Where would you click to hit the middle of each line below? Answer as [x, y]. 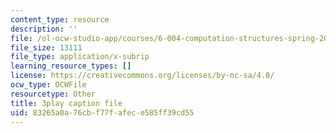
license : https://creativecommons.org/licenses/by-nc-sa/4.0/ [142, 76]
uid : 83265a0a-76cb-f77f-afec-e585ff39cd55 [102, 112]
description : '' [44, 29]
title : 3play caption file [66, 103]
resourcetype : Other [53, 94]
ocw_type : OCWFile [48, 85]
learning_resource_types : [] [71, 66]
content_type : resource [60, 19]
